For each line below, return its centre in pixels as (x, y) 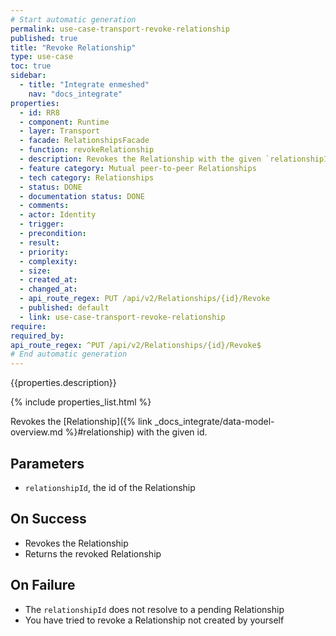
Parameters (47, 463)
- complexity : (48, 261)
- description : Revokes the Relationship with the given (140, 159)
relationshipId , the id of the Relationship (110, 487)
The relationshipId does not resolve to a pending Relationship (154, 609)
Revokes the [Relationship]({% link (81, 422)
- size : (35, 271)
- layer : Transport (60, 131)
